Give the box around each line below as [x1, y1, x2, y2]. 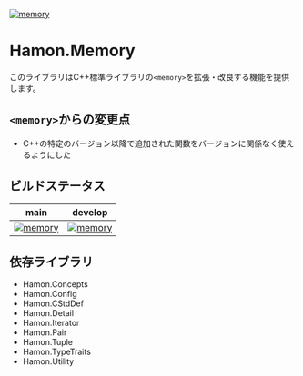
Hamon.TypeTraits [22, 346, 91, 358]
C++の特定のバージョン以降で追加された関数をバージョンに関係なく [22, 137, 278, 149]
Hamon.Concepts [22, 279, 88, 290]
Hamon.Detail [22, 308, 75, 319]
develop [72, 205, 108, 218]
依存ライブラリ [9, 254, 94, 270]
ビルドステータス [9, 178, 106, 194]
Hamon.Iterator [22, 318, 80, 329]
